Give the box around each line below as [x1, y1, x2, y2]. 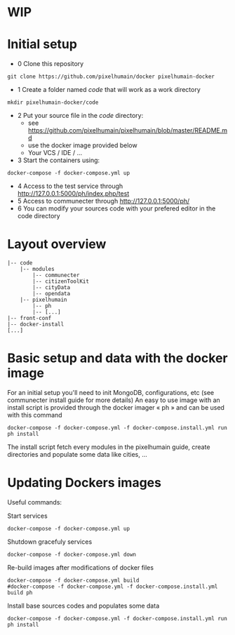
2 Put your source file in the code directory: [17, 112, 144, 120]
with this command [7, 411, 62, 419]
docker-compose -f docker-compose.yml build [7, 577, 140, 584]
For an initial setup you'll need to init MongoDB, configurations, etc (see [7, 389, 215, 396]
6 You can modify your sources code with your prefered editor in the [17, 204, 216, 213]
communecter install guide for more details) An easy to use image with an [7, 396, 221, 404]
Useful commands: [7, 497, 62, 506]
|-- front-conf [7, 315, 52, 322]
